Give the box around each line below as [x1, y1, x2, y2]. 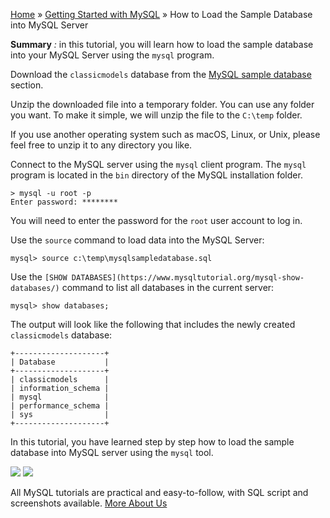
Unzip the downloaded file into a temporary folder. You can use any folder [10, 99, 315, 110]
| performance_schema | [10, 401, 110, 411]
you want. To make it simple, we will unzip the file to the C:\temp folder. [10, 109, 303, 121]
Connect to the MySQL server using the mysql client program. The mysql [10, 159, 307, 170]
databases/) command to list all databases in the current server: [10, 282, 275, 293]
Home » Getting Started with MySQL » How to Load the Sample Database [10, 9, 313, 20]
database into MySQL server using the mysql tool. [10, 447, 214, 458]
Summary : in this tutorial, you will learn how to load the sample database [10, 39, 314, 50]
